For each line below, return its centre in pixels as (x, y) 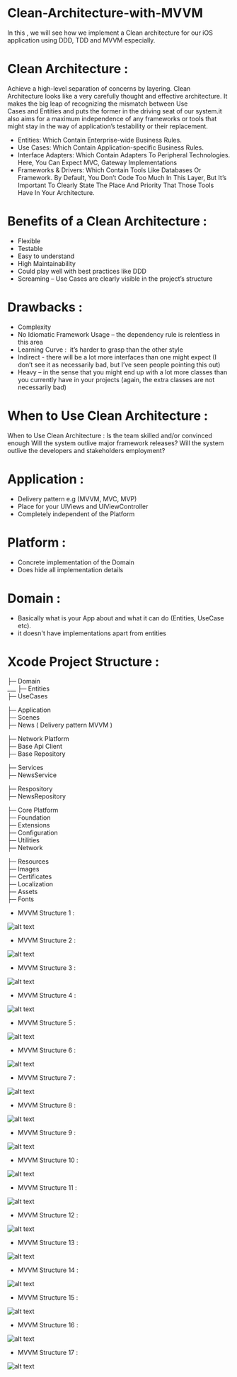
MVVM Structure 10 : (48, 1160)
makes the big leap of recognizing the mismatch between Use (98, 104)
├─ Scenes (24, 718)
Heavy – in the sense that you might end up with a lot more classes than (122, 372)
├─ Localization (30, 884)
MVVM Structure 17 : (48, 1353)
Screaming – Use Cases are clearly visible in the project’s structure (115, 279)
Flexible (29, 241)
